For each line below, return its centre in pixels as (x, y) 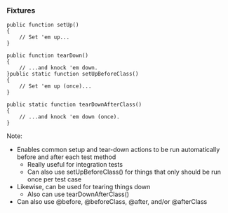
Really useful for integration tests (75, 165)
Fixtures (21, 11)
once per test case (54, 179)
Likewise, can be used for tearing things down (83, 187)
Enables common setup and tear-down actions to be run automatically (118, 150)
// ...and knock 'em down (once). (69, 117)
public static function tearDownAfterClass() (74, 105)
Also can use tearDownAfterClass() (78, 194)
